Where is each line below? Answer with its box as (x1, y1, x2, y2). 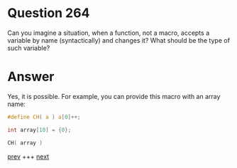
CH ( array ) (7, 139, 43, 147)
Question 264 (7, 5, 90, 21)
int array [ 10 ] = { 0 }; (7, 126, 72, 133)
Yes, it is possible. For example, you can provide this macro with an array (7, 92, 221, 100)
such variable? (7, 43, 50, 52)
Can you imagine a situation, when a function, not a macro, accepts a (7, 28, 210, 37)
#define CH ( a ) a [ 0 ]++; (7, 113, 81, 120)
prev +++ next (7, 152, 50, 161)
